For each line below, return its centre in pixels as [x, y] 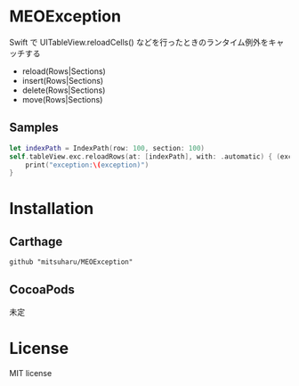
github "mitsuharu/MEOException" [71, 262]
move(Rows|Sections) [62, 99]
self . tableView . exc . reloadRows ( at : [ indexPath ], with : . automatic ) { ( [145, 156]
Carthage [36, 241]
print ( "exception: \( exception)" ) [87, 165]
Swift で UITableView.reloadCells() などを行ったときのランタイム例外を [139, 42]
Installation [52, 209]
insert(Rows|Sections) [63, 80]
